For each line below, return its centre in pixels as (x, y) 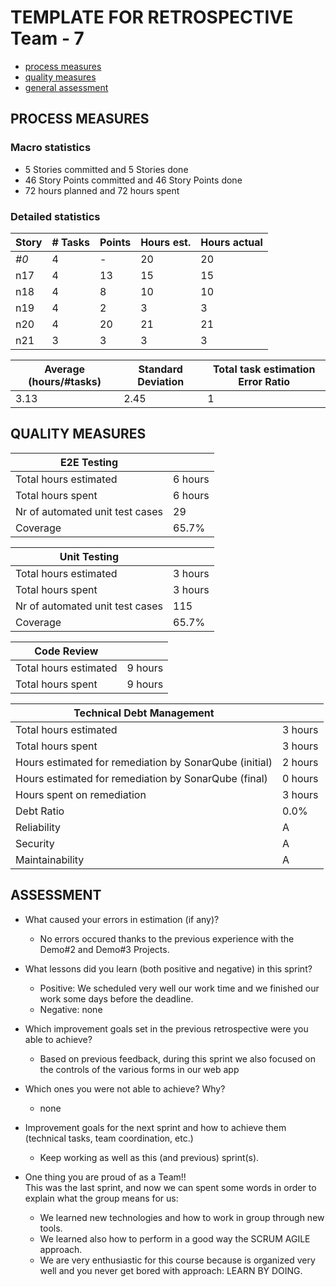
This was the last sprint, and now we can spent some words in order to (170, 1187)
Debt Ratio (40, 811)
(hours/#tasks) (65, 381)
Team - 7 (47, 38)
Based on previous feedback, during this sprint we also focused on (177, 1058)
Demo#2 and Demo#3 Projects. (104, 949)
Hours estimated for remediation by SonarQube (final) (141, 778)
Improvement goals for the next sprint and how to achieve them (155, 1127)
